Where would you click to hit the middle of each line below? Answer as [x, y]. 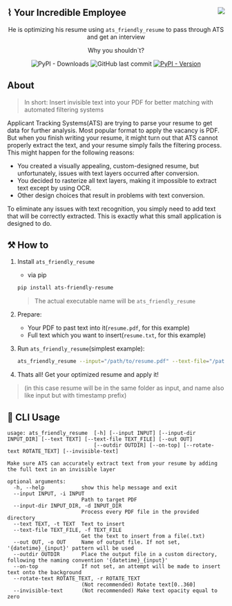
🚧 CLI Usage [34, 417]
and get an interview [116, 37]
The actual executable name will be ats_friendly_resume [115, 301]
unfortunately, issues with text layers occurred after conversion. [108, 173]
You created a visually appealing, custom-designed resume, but [108, 166]
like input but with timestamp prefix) [75, 395]
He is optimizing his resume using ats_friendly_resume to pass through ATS [116, 29]
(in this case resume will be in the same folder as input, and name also [124, 388]
